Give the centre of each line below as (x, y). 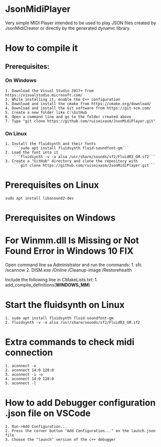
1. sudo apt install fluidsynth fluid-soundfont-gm (59, 318)
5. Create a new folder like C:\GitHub (46, 112)
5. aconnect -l (21, 383)
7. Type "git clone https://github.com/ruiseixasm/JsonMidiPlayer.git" (80, 121)
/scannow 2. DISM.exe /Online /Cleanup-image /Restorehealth (68, 270)
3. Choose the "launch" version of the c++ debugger (60, 440)
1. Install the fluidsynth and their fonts (51, 144)
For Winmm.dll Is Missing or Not (72, 241)
